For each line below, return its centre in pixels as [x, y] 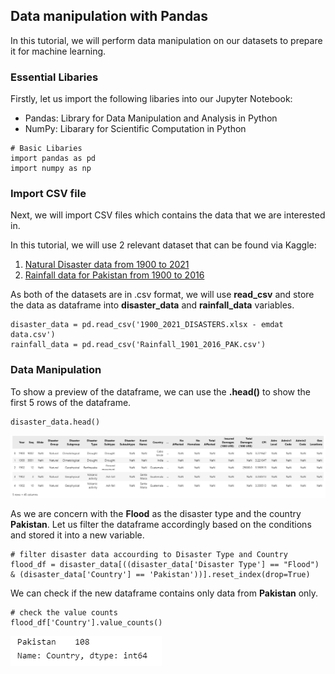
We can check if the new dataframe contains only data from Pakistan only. [164, 593]
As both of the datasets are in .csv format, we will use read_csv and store [162, 295]
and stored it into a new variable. [77, 535]
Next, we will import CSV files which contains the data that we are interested [168, 215]
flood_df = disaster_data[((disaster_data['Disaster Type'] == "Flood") [165, 564]
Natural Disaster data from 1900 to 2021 [107, 265]
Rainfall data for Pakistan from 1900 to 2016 [114, 275]
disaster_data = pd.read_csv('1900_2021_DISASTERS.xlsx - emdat [147, 325]
